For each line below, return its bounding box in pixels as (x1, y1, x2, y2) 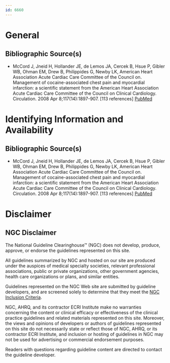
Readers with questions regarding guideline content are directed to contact (5, 346, 162, 352)
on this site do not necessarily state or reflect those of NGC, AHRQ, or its (5, 325, 157, 331)
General (5, 29, 40, 41)
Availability (5, 124, 54, 135)
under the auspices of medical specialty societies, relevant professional (5, 263, 156, 269)
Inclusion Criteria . (5, 294, 42, 300)
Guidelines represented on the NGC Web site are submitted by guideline (5, 283, 156, 289)
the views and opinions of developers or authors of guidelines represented (5, 320, 161, 326)
